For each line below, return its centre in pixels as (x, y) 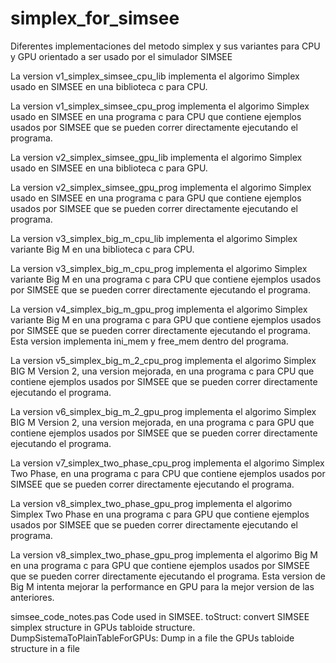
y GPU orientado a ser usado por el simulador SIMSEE (121, 56)
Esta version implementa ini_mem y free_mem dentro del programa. (149, 341)
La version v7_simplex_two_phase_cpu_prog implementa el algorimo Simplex (167, 463)
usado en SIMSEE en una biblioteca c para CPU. (109, 86)
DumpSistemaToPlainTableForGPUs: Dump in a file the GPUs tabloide (152, 638)
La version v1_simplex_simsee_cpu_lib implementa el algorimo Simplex (155, 76)
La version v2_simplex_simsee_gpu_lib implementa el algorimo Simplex (156, 157)
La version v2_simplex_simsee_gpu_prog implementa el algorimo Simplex (161, 187)
